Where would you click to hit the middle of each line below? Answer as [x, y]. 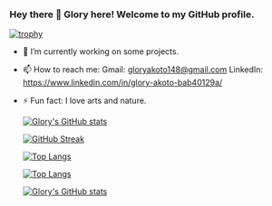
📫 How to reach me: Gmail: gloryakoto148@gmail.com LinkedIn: [143, 70]
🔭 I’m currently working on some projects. [101, 51]
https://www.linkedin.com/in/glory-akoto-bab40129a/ [122, 83]
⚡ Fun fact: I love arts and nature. [84, 101]
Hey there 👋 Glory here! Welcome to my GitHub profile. [132, 14]
